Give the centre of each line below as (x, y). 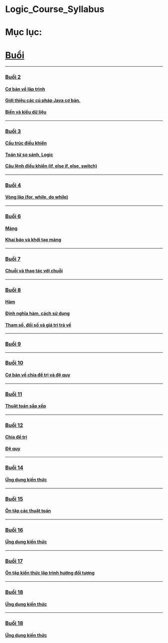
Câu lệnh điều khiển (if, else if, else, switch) (51, 166)
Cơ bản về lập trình (25, 89)
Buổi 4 (13, 185)
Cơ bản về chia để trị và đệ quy (38, 375)
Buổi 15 (14, 499)
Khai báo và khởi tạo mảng (33, 240)
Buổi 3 (13, 131)
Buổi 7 (13, 259)
